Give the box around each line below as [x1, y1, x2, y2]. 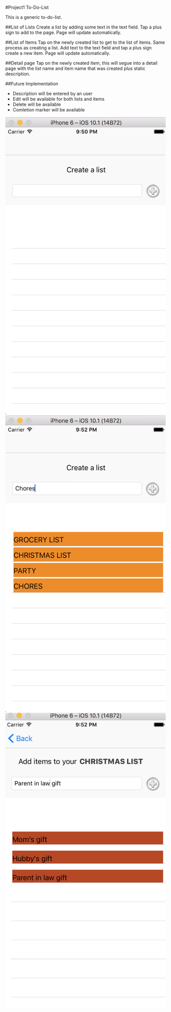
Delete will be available [12, 101, 61, 107]
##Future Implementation [5, 81, 59, 87]
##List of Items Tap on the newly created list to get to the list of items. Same [5, 39, 165, 45]
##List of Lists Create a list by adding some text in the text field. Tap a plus [5, 24, 162, 30]
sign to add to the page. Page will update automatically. [5, 30, 122, 35]
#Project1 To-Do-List [5, 5, 49, 10]
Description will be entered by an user [12, 91, 93, 96]
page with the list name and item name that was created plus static [5, 66, 146, 71]
